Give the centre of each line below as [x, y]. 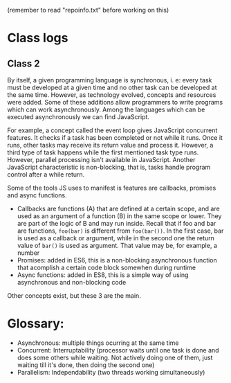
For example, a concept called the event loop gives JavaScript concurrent [112, 130]
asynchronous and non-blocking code [72, 282]
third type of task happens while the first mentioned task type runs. [103, 152]
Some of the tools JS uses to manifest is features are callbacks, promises [112, 188]
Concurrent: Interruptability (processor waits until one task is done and [118, 350]
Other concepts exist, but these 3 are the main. [74, 296]
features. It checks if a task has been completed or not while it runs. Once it [115, 137]
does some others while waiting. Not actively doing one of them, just [115, 357]
